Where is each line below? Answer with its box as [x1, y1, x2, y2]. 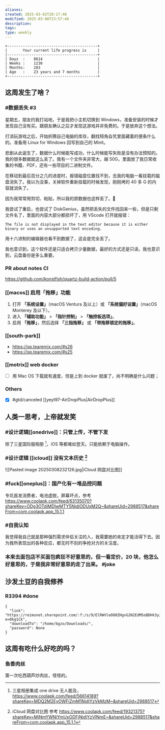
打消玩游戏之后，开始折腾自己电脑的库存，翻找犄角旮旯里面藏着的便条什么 [5, 133, 156, 139]
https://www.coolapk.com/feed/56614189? [12, 693, 99, 699]
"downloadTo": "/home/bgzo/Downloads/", [9, 621, 93, 626]
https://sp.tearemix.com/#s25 [12, 348, 73, 355]
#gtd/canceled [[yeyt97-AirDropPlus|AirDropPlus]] [12, 397, 115, 403]
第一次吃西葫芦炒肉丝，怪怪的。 [5, 672, 70, 678]
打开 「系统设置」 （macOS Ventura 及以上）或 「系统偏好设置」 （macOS [12, 301, 157, 307]
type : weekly [5, 30, 32, 35]
